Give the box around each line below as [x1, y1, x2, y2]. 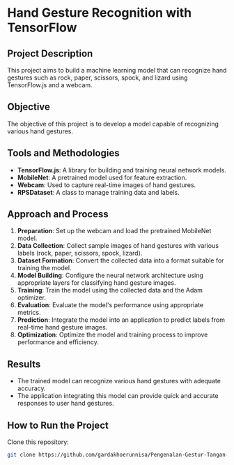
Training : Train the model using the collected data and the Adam [17, 286, 203, 295]
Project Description [7, 47, 93, 59]
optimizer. [17, 293, 47, 302]
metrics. [17, 309, 42, 317]
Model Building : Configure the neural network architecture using [17, 271, 204, 280]
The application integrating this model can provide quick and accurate [17, 392, 219, 400]
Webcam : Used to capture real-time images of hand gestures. [17, 180, 196, 189]
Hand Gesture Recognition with [7, 5, 192, 21]
